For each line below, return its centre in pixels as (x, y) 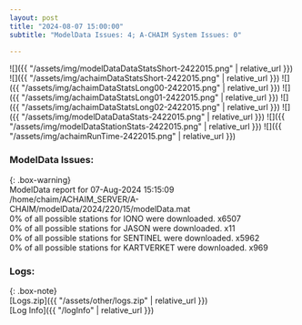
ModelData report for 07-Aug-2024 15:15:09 (92, 189)
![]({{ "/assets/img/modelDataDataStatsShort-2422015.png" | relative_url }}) (151, 68)
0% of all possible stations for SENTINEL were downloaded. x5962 (135, 238)
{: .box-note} (33, 290)
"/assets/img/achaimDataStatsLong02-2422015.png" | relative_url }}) (151, 107)
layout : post (34, 18)
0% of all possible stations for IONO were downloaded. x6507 (125, 218)
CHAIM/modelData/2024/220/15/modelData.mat (100, 208)
